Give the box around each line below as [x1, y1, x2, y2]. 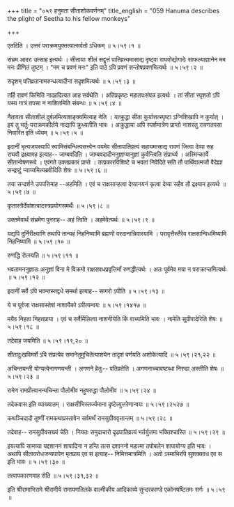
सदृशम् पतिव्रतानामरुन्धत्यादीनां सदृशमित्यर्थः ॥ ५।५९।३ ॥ [7, 77, 136, 85]
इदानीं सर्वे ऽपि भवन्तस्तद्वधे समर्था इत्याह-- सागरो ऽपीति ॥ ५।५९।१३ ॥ [7, 287, 165, 295]
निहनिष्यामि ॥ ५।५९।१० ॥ [7, 237, 70, 245]
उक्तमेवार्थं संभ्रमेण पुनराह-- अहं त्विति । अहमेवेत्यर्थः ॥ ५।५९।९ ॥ [7, 216, 155, 224]
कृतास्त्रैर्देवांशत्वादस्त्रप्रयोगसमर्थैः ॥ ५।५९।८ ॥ [7, 202, 110, 210]
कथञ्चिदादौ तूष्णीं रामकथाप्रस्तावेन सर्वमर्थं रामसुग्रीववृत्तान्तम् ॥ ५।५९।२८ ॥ [7, 414, 173, 422]
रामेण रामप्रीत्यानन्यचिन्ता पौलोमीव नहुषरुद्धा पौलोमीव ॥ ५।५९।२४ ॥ [7, 387, 157, 394]
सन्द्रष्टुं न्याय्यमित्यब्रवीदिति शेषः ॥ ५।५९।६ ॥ [7, 166, 107, 174]
